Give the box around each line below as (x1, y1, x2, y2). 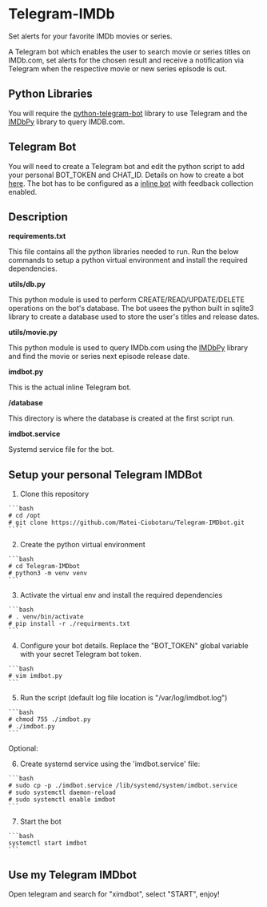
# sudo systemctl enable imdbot (8, 796, 116, 804)
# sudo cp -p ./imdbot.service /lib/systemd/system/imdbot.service (8, 782, 238, 790)
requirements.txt (8, 232, 66, 241)
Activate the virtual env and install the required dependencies (19, 591, 223, 600)
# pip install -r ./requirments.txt (8, 620, 130, 628)
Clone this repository (19, 490, 90, 499)
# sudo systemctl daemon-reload (8, 788, 116, 797)
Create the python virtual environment (19, 540, 145, 550)
